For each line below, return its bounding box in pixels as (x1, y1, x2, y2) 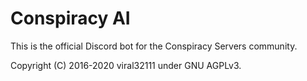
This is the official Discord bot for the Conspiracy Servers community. (10, 40, 298, 52)
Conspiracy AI (10, 7, 131, 30)
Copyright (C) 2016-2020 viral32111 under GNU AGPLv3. (10, 59, 242, 71)
